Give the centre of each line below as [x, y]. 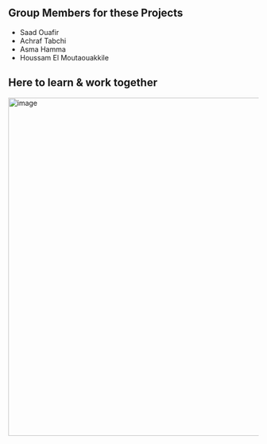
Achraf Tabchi [43, 41]
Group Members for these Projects [96, 13]
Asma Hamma [43, 49]
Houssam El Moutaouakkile [64, 57]
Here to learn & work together [83, 83]
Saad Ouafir [39, 32]
